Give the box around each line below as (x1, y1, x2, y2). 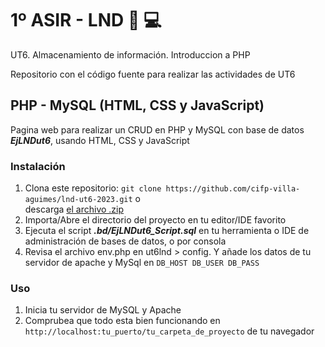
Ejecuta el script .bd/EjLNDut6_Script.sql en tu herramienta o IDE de (24, 225, 310, 237)
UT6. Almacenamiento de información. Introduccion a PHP (10, 48, 251, 61)
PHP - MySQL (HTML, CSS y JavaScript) (10, 97, 265, 114)
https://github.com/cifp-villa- (165, 184, 301, 194)
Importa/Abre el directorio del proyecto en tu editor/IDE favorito (24, 214, 287, 226)
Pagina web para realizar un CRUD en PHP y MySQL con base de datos (10, 123, 305, 136)
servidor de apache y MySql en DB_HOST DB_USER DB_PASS (24, 257, 260, 269)
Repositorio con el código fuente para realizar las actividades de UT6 (10, 68, 296, 80)
